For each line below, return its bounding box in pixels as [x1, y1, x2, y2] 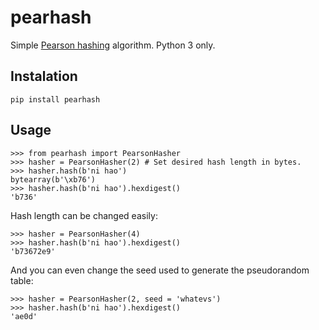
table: [10, 274, 34, 286]
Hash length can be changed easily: [10, 209, 158, 221]
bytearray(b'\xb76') [10, 174, 97, 185]
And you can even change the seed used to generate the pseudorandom [10, 264, 310, 276]
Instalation [10, 68, 78, 85]
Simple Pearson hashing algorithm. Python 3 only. [10, 39, 216, 51]
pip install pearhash [10, 94, 101, 105]
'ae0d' [10, 311, 38, 321]
